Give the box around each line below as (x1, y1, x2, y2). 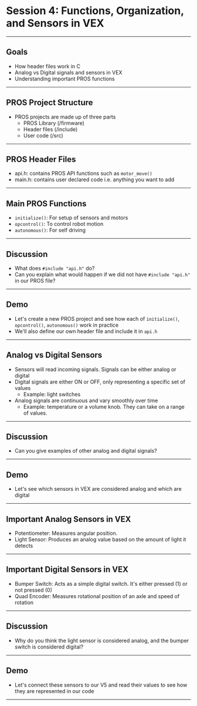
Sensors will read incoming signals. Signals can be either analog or (14, 365, 177, 373)
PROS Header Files (6, 154, 76, 164)
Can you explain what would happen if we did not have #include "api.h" (14, 271, 191, 278)
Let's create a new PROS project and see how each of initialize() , (14, 315, 180, 322)
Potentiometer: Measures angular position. (14, 529, 118, 537)
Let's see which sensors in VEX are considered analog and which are (14, 486, 182, 493)
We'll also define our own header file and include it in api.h (14, 327, 158, 335)
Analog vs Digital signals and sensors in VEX (14, 69, 123, 76)
